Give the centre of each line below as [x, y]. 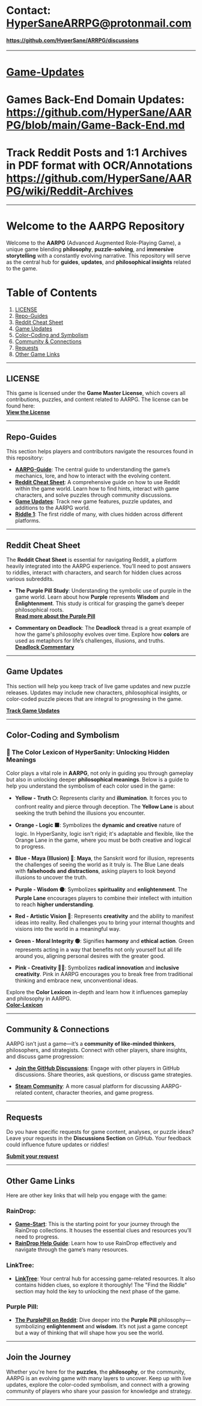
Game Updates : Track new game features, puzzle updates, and [93, 502]
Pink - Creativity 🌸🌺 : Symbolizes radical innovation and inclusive [97, 968]
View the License [28, 412]
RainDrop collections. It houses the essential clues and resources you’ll [103, 1230]
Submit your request [32, 1156]
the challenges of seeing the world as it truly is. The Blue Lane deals [99, 864]
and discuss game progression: [45, 1057]
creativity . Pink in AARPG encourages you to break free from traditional [104, 974]
